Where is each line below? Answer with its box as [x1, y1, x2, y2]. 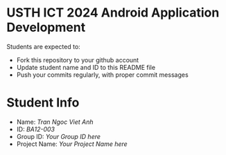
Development [6, 19, 86, 35]
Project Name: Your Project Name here [16, 140, 128, 148]
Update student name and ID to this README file [16, 63, 156, 71]
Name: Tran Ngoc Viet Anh [16, 118, 94, 126]
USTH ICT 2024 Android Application [6, 5, 220, 21]
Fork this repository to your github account [16, 55, 139, 64]
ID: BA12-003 [16, 125, 55, 133]
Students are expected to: [6, 42, 80, 51]
